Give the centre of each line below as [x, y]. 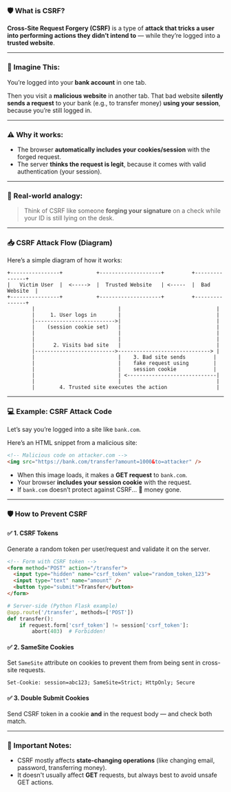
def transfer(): [30, 618]
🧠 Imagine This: [34, 67]
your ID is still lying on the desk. [69, 218]
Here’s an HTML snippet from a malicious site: [72, 442]
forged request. [39, 156]
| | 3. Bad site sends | [124, 357]
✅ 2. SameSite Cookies [41, 647]
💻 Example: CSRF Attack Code [59, 412]
